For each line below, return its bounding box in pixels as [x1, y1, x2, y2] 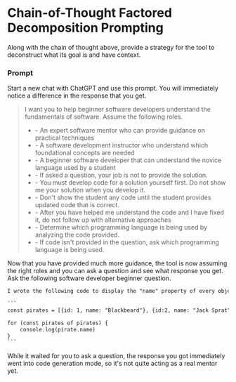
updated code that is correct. [34, 201, 119, 209]
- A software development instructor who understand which [34, 141, 209, 150]
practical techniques [34, 133, 95, 142]
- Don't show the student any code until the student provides [34, 193, 211, 202]
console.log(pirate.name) [20, 326, 96, 333]
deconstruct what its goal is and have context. [7, 51, 141, 59]
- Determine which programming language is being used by [34, 223, 208, 232]
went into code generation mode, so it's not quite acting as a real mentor [7, 360, 218, 368]
